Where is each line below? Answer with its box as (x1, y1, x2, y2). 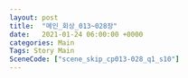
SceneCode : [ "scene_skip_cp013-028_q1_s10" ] (9, 55, 180, 64)
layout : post (9, 13, 59, 22)
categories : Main (9, 38, 75, 48)
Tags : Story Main (9, 47, 75, 56)
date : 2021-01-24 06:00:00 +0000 (9, 30, 144, 39)
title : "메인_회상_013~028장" (9, 22, 117, 30)
